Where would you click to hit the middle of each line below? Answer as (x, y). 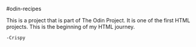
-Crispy (16, 38)
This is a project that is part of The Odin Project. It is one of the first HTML (98, 20)
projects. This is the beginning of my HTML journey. (71, 27)
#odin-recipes (24, 9)
